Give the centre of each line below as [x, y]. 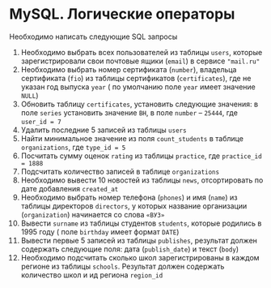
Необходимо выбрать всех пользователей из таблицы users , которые [142, 52]
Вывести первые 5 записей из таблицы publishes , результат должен [139, 240]
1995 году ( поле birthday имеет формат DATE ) [100, 231]
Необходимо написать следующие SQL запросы [93, 37]
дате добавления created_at [70, 188]
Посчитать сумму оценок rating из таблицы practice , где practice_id [141, 156]
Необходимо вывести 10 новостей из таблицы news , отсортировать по [142, 180]
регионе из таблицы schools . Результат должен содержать [123, 266]
